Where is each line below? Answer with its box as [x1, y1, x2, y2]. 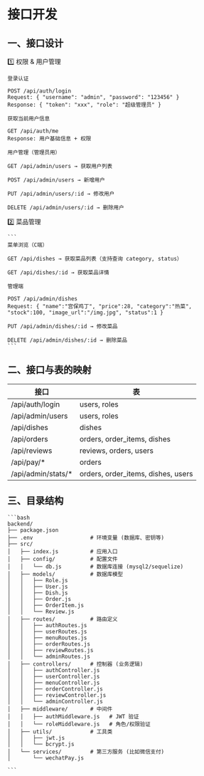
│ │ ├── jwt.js [7, 734, 65, 741]
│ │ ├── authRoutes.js [7, 622, 87, 629]
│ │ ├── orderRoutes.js [7, 640, 91, 648]
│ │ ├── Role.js [7, 577, 69, 584]
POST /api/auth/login [7, 88, 72, 95]
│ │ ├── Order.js [7, 595, 72, 602]
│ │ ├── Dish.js [7, 589, 69, 597]
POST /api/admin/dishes [7, 295, 78, 303]
